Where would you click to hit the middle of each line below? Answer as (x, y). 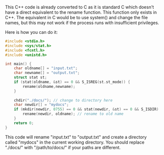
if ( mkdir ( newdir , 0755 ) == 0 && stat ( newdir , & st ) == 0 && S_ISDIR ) (86, 109)
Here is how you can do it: (31, 32)
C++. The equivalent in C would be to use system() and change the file (76, 17)
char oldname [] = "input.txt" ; (46, 68)
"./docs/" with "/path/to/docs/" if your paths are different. (63, 147)
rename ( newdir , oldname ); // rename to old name (73, 114)
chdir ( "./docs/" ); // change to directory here (63, 100)
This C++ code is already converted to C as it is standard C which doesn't (80, 7)
